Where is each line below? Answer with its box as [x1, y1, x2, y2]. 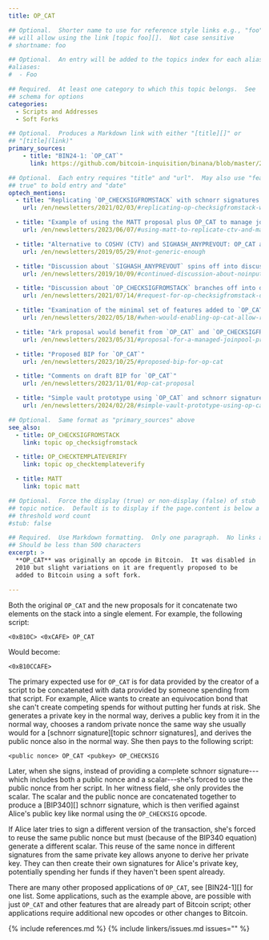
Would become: [8, 647, 61, 656]
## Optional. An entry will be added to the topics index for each [8, 55, 242, 64]
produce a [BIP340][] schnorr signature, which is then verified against [8, 800, 240, 810]
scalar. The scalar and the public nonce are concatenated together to [8, 791, 237, 801]
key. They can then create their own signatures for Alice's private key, [8, 858, 239, 868]
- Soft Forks [15, 115, 59, 123]
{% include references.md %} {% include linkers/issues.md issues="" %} [8, 923, 250, 933]
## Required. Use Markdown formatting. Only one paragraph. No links [8, 533, 256, 542]
